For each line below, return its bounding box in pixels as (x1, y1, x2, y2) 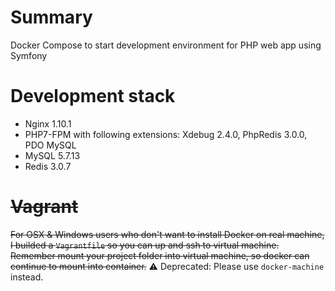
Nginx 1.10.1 (24, 117, 72, 130)
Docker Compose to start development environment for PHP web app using (10, 39, 322, 51)
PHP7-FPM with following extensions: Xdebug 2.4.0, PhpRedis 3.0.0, (24, 128, 308, 140)
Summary (10, 6, 93, 29)
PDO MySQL (24, 139, 77, 151)
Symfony (10, 49, 48, 61)
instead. (10, 271, 44, 283)
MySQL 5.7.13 (24, 149, 81, 161)
